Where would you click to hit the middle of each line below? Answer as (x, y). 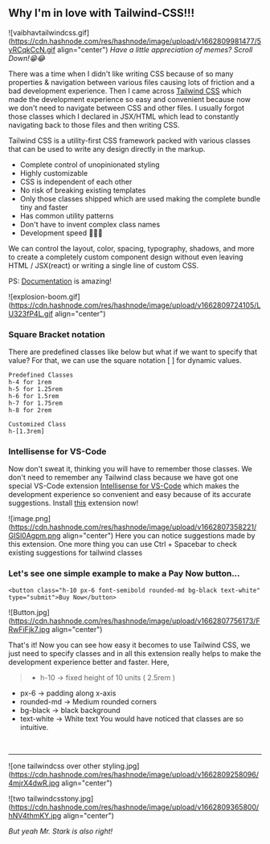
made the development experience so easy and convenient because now (130, 99)
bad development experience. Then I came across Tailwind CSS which (125, 91)
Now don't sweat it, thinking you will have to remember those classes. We (131, 469)
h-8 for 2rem (30, 410)
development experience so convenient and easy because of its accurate (130, 495)
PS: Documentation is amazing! (60, 281)
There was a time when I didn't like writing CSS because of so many (121, 73)
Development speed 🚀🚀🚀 (61, 233)
